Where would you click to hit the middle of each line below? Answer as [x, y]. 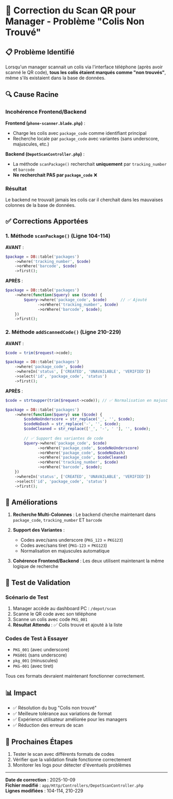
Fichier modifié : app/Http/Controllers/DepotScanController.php [74, 785]
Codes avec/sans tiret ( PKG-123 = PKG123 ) [64, 545]
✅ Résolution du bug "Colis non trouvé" [55, 708]
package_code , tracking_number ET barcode [57, 520]
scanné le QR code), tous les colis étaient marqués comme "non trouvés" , [86, 72]
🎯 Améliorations [31, 502]
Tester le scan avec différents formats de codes [64, 754]
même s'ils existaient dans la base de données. [55, 78]
